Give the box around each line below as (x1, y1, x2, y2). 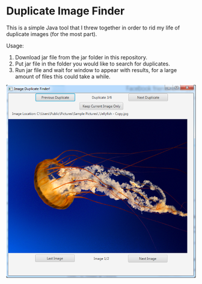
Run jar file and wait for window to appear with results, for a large (14, 66, 177, 73)
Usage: (6, 42, 24, 49)
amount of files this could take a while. (14, 73, 111, 80)
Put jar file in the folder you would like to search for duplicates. (14, 60, 170, 67)
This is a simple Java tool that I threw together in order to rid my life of (6, 24, 180, 31)
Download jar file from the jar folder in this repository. (14, 53, 148, 61)
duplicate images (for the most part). (6, 30, 97, 37)
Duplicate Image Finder (6, 4, 125, 18)
